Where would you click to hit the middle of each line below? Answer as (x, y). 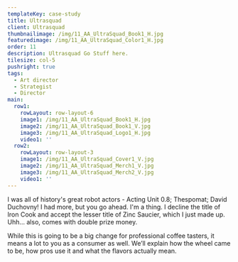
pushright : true (31, 67)
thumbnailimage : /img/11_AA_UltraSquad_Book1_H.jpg (85, 34)
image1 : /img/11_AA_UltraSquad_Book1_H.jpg (86, 119)
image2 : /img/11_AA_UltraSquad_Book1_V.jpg (86, 126)
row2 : (22, 146)
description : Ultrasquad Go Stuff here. (68, 54)
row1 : (22, 107)
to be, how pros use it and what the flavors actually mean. (92, 251)
